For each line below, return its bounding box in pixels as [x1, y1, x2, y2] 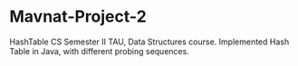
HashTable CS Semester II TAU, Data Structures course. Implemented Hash [9, 36, 290, 47]
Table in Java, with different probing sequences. [9, 45, 190, 56]
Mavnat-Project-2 [9, 6, 147, 27]
